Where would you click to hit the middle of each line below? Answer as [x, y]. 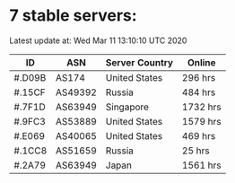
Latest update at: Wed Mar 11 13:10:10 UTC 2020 [98, 40]
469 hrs [199, 135]
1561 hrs [202, 165]
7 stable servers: [73, 16]
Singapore [127, 107]
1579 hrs [202, 121]
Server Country [139, 62]
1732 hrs [202, 107]
